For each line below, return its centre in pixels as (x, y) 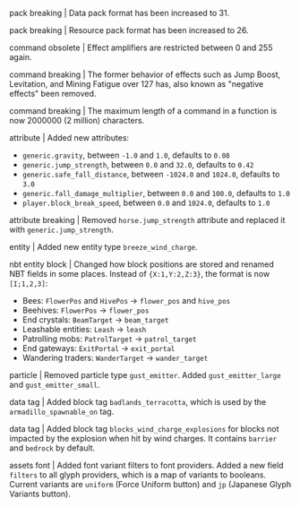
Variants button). (40, 494)
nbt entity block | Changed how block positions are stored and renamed (142, 264)
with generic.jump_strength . (62, 229)
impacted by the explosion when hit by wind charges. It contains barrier (143, 438)
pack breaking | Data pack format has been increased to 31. (120, 13)
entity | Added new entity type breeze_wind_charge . (104, 247)
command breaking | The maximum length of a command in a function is (143, 111)
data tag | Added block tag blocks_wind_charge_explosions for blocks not (144, 429)
